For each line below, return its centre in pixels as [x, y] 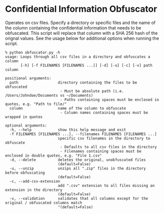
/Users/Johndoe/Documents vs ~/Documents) [49, 95]
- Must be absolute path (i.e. [92, 91]
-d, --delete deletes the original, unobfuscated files [78, 160]
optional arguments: [26, 125]
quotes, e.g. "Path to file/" [36, 104]
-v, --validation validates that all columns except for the [79, 198]
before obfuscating [25, 173]
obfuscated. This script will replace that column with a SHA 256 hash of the [82, 33]
